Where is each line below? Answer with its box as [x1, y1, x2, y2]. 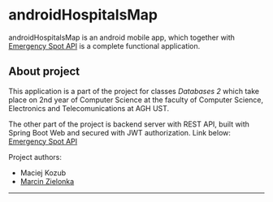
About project [8, 65, 80, 79]
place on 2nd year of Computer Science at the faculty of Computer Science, [8, 95, 264, 105]
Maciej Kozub [19, 168, 67, 178]
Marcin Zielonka [19, 176, 75, 186]
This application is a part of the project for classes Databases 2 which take [8, 86, 260, 96]
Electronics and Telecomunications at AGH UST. [8, 103, 170, 113]
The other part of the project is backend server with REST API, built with [8, 119, 250, 129]
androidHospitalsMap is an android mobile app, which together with [8, 32, 236, 42]
